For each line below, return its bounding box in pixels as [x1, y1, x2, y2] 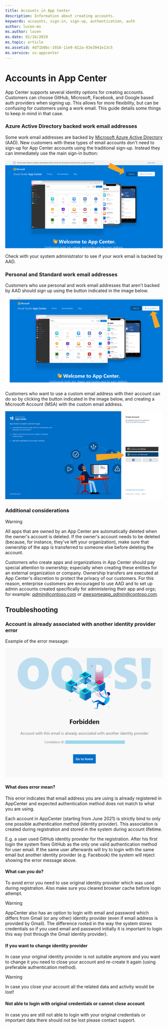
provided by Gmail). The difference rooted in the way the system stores [5, 920, 152, 926]
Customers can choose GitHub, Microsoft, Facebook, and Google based [5, 94, 154, 100]
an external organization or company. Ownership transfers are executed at [5, 570, 158, 576]
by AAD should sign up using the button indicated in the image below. [5, 288, 148, 294]
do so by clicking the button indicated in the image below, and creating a [5, 396, 155, 402]
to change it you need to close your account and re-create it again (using [5, 959, 156, 965]
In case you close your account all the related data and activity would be [5, 984, 154, 990]
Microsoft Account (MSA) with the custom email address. [5, 401, 123, 408]
